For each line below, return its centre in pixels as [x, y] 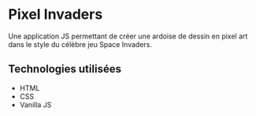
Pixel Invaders [56, 14]
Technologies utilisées [65, 69]
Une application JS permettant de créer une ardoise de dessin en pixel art [128, 36]
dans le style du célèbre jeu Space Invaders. [80, 44]
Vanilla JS [35, 104]
